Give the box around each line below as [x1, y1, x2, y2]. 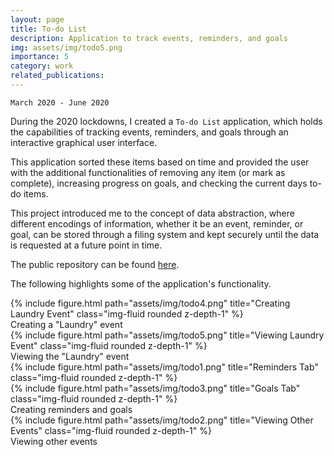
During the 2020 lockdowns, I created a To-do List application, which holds [10, 115, 323, 127]
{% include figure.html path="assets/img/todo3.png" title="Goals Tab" [10, 382, 301, 394]
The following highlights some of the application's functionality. [10, 277, 272, 290]
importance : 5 [10, 52, 70, 62]
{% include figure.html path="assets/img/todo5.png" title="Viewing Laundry [10, 329, 325, 341]
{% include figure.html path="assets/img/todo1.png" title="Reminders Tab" [10, 361, 319, 373]
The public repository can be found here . [10, 258, 180, 270]
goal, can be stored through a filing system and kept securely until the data [10, 228, 320, 240]
